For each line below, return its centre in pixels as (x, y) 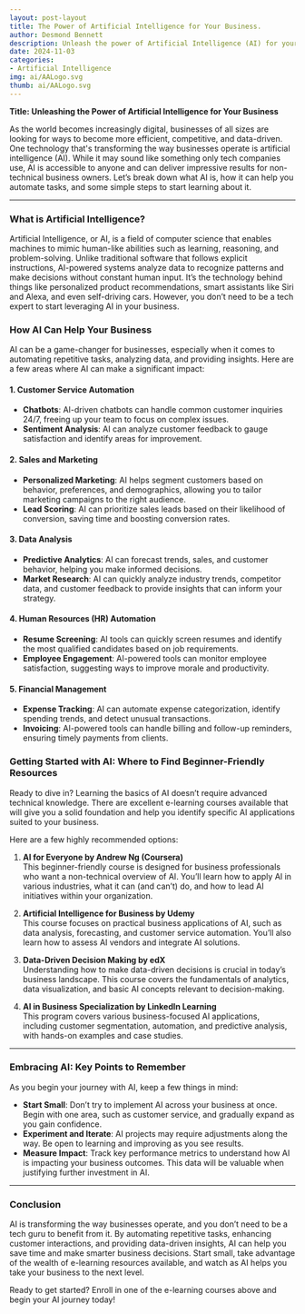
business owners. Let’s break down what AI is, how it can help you (169, 177)
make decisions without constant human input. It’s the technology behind (146, 277)
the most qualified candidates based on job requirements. (130, 649)
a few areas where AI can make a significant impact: (107, 369)
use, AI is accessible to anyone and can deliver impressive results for (138, 167)
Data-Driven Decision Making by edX (94, 960)
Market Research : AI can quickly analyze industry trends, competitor (152, 579)
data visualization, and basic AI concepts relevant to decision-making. (153, 989)
